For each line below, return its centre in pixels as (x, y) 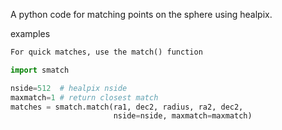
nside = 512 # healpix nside (69, 88)
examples (30, 33)
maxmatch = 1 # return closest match (84, 97)
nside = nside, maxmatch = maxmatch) (183, 116)
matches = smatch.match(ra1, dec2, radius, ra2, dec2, (127, 107)
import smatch (40, 70)
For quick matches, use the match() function (106, 52)
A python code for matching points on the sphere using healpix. (141, 14)
